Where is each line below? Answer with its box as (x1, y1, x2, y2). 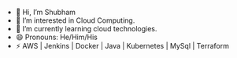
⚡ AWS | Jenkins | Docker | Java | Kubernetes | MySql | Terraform (15, 42, 230, 50)
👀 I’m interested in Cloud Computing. (15, 16, 135, 25)
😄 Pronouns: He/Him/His (15, 32, 98, 42)
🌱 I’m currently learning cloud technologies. (15, 24, 157, 33)
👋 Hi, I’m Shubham (15, 8, 76, 16)
